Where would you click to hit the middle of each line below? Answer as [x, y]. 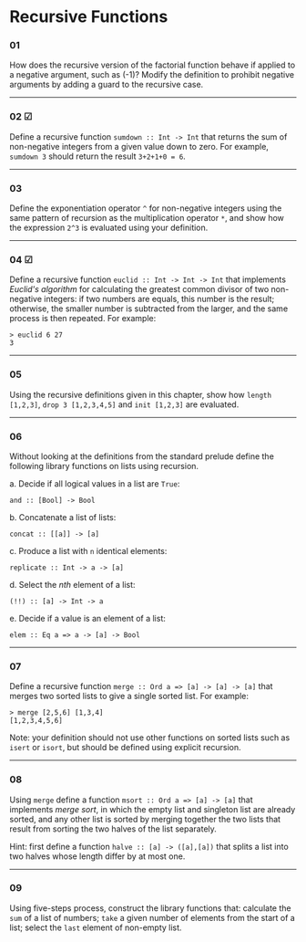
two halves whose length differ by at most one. [97, 856]
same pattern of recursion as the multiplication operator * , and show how [147, 218]
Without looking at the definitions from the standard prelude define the [142, 456]
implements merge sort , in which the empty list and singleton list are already [153, 809]
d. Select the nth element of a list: [72, 584]
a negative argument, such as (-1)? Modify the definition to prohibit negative [152, 75]
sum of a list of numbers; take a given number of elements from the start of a [153, 917]
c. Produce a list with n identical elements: [88, 550]
